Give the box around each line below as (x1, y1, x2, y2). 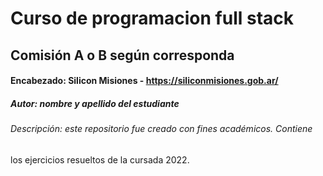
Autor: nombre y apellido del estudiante (10, 97, 180, 109)
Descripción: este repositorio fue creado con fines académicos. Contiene (10, 123, 313, 135)
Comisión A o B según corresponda (10, 47, 235, 64)
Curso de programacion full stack (10, 7, 295, 30)
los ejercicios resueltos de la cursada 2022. (10, 153, 190, 166)
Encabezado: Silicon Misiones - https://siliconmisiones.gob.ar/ (10, 75, 279, 87)
